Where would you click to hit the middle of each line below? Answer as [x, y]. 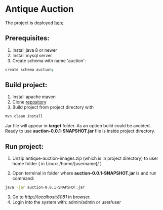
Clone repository [29, 102]
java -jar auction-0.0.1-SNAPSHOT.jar [45, 188]
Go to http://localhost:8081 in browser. [51, 197]
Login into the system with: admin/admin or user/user [66, 202]
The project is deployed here [34, 23]
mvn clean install [24, 116]
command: [23, 178]
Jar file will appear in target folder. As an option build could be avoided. [78, 126]
